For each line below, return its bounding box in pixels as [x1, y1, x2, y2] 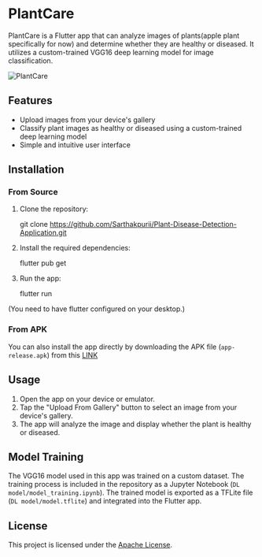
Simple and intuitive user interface [19, 139, 131, 150]
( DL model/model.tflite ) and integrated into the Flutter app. [8, 496, 202, 506]
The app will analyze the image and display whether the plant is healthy [19, 419, 252, 429]
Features [8, 94, 53, 107]
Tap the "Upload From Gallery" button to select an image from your [19, 403, 238, 412]
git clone [19, 220, 49, 229]
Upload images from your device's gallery [19, 115, 156, 124]
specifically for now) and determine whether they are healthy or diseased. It [8, 39, 254, 48]
